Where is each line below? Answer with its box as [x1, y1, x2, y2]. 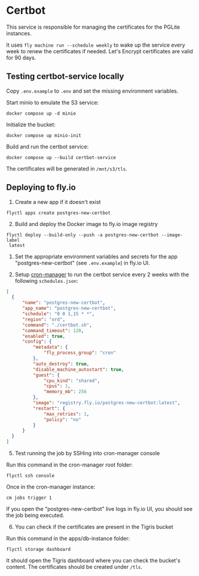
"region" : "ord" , [22, 316, 66, 322]
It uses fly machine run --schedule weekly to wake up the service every [6, 41, 185, 48]
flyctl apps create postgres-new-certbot [6, 210, 111, 216]
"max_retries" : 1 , [44, 411, 90, 417]
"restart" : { [32, 405, 66, 412]
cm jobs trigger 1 [6, 495, 52, 501]
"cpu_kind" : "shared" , [44, 377, 100, 383]
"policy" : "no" [44, 416, 82, 422]
